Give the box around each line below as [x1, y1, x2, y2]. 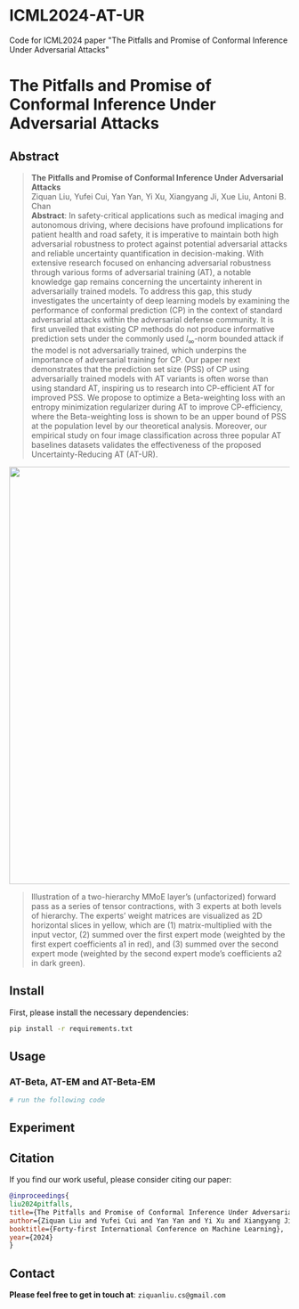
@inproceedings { [9, 1191, 69, 1200]
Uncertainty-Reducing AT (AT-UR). [30, 449, 158, 459]
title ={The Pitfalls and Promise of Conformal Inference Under [9, 1207, 249, 1216]
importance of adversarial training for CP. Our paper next [30, 354, 240, 365]
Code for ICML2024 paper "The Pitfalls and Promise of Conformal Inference [9, 35, 288, 45]
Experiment [9, 1120, 76, 1135]
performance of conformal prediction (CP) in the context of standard [30, 305, 283, 315]
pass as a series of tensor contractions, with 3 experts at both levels [30, 900, 282, 911]
